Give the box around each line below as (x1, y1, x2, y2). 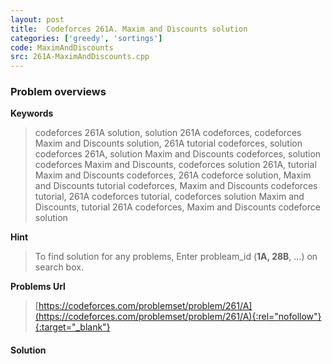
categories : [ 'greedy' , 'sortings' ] (10, 33, 163, 43)
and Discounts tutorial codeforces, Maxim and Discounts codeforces (34, 180, 318, 192)
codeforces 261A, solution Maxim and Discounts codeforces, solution (34, 148, 322, 160)
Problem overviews (10, 85, 107, 99)
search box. (34, 261, 84, 273)
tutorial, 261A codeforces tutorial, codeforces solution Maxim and (34, 191, 305, 203)
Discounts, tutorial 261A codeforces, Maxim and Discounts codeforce (34, 201, 321, 213)
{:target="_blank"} (34, 321, 111, 333)
